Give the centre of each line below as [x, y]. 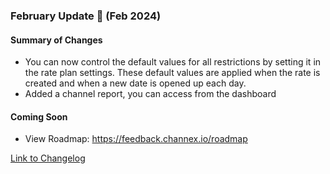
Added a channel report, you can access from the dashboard [150, 94]
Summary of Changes [56, 40]
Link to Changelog [48, 158]
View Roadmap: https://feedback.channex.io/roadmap [136, 139]
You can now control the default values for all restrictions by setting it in [173, 62]
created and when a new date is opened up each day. [135, 83]
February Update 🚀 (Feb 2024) [86, 16]
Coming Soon [39, 116]
